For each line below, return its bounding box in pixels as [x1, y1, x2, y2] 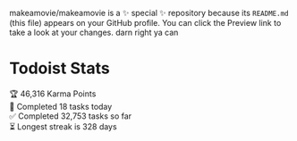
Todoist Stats [9, 58, 110, 79]
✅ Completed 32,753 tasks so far [9, 111, 132, 121]
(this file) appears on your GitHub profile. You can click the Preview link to [9, 18, 282, 28]
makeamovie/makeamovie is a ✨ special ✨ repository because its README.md [9, 8, 289, 18]
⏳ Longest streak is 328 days [9, 120, 118, 132]
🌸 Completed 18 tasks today [9, 101, 113, 112]
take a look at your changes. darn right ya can [9, 27, 179, 37]
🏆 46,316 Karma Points [9, 88, 97, 99]
